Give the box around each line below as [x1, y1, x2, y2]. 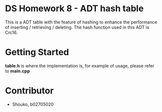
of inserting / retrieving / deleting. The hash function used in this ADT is [5, 24, 149, 30]
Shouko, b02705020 [12, 101, 54, 107]
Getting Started [5, 47, 69, 58]
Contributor [5, 85, 54, 96]
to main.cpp [5, 68, 30, 74]
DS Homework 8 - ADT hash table [5, 3, 144, 14]
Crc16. [5, 29, 18, 35]
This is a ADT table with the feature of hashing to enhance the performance [5, 19, 158, 25]
